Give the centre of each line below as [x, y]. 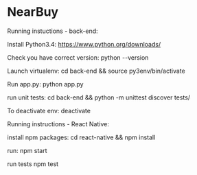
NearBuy [33, 12]
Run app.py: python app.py [45, 84]
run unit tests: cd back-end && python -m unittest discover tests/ [99, 97]
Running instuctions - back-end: [53, 31]
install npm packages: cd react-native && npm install [81, 137]
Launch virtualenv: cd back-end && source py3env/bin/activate [96, 71]
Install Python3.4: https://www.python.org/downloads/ [84, 44]
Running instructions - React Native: [58, 124]
